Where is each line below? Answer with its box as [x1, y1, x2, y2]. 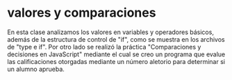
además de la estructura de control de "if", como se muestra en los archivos [7, 35, 225, 43]
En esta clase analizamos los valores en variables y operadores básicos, [7, 28, 214, 36]
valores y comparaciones [7, 5, 156, 21]
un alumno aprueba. [7, 65, 65, 73]
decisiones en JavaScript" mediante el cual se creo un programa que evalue [7, 50, 226, 58]
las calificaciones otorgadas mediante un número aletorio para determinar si [7, 57, 226, 65]
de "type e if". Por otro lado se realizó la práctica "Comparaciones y [7, 42, 201, 51]
